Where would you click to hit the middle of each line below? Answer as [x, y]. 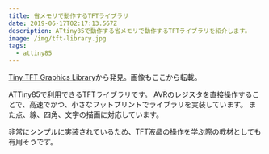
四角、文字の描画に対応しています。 [103, 114]
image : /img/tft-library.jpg [57, 38]
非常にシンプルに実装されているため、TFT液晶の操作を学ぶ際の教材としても [135, 131]
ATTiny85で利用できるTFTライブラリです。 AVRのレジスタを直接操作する [130, 94]
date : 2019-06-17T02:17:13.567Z [63, 23]
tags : [17, 46]
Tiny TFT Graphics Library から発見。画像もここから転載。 [105, 77]
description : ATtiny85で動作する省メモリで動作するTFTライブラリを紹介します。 [130, 31]
